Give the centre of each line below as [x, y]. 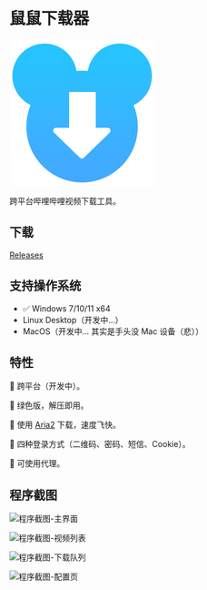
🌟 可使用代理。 [37, 463]
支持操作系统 [45, 286]
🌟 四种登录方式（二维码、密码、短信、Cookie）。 [100, 444]
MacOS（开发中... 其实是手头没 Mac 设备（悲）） [113, 331]
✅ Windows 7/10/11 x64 [66, 308]
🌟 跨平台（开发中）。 [47, 386]
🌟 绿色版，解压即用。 [49, 405]
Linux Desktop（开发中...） [73, 320]
